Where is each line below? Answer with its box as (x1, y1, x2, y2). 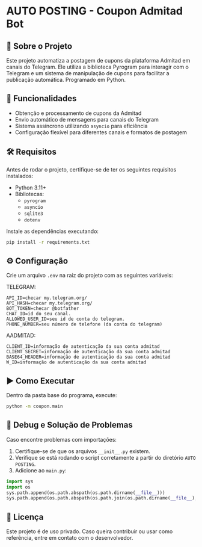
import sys (6, 478, 34, 484)
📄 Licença (6, 511, 44, 522)
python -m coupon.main (6, 403, 63, 410)
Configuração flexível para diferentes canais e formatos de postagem (14, 128, 188, 136)
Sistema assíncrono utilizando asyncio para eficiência (14, 122, 148, 129)
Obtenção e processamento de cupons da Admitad (14, 110, 142, 117)
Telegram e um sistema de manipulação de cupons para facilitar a (6, 70, 170, 76)
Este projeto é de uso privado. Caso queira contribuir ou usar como (6, 528, 173, 535)
